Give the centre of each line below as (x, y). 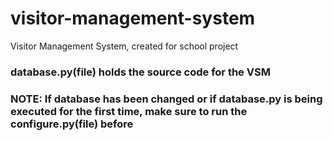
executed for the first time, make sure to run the (129, 111)
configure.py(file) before (72, 124)
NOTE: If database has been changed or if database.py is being (166, 99)
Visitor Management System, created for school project (124, 46)
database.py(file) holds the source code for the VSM (140, 72)
